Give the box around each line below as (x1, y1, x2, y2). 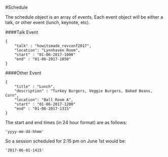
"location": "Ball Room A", (14, 97, 73, 102)
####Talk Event (5, 29, 38, 35)
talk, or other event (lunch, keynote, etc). (5, 20, 90, 25)
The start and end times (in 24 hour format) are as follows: (5, 120, 128, 125)
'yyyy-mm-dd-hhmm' (5, 129, 44, 134)
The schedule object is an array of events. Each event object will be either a (5, 14, 163, 20)
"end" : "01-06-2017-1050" (14, 57, 71, 62)
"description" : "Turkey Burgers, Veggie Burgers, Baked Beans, (14, 88, 153, 93)
